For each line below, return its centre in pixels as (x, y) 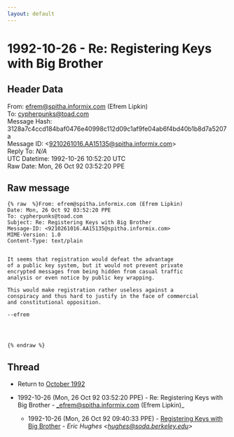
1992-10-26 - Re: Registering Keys (110, 48)
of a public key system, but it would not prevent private (95, 266)
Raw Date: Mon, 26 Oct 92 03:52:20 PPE (66, 166)
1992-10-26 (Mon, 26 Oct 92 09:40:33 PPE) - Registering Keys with (125, 419)
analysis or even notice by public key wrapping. (81, 278)
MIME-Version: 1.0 (34, 235)
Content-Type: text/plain (45, 241)
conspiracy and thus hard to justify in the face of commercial (103, 296)
